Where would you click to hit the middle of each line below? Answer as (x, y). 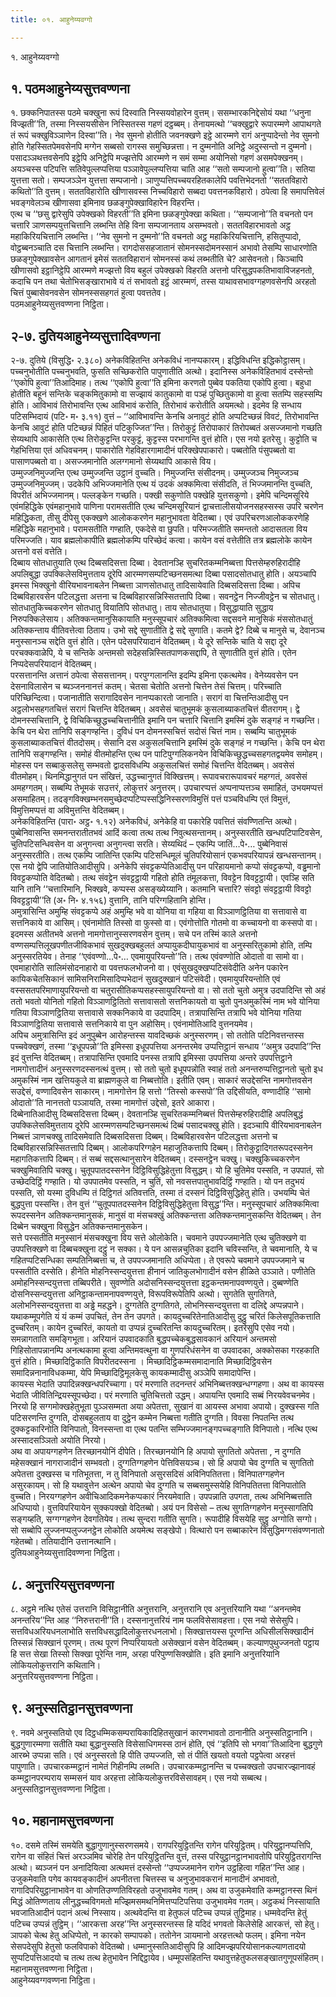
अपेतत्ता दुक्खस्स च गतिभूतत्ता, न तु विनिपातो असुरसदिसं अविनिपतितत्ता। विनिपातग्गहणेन (147, 1474)
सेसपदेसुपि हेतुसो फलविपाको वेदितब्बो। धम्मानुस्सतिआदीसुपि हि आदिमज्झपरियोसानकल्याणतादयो (158, 1946)
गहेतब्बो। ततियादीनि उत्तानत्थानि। (63, 1542)
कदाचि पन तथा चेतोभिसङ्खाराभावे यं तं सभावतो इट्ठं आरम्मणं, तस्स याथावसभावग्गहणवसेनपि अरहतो (163, 282)
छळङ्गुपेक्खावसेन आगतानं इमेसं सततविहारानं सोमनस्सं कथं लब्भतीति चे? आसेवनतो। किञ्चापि (156, 259)
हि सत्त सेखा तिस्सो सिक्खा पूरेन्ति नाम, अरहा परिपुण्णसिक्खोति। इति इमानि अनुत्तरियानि (145, 1654)
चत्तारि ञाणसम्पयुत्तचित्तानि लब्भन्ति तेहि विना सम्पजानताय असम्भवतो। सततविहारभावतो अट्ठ (151, 225)
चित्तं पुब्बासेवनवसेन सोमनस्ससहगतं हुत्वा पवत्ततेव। (88, 293)
